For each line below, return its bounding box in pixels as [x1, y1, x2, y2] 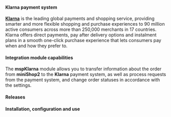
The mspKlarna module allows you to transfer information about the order [5, 66, 162, 72]
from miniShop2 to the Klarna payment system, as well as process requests [5, 71, 166, 77]
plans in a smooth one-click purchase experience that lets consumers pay [5, 37, 161, 44]
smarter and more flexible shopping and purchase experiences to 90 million [5, 21, 165, 27]
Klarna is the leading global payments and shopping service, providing [5, 15, 155, 22]
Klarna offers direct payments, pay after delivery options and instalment [5, 32, 157, 38]
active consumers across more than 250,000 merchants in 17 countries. [5, 26, 157, 33]
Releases [5, 94, 26, 100]
